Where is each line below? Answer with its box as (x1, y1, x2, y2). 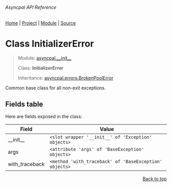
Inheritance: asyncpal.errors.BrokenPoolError (17, 75, 114, 81)
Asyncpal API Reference (5, 4, 57, 10)
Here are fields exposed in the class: (5, 113, 82, 119)
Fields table (5, 100, 44, 108)
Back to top (142, 175, 167, 182)
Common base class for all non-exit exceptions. (5, 85, 106, 91)
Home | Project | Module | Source (5, 20, 76, 26)
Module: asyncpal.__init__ (17, 55, 72, 61)
